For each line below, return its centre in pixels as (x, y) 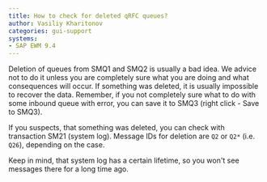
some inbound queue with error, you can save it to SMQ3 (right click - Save (134, 104)
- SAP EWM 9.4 (32, 46)
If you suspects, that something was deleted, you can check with (117, 128)
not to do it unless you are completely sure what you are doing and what (129, 78)
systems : (23, 38)
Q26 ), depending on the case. (57, 145)
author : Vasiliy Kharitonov (56, 23)
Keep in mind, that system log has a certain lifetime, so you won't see (124, 161)
